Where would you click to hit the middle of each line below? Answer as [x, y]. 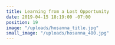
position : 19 [22, 22]
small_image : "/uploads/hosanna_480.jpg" [58, 33]
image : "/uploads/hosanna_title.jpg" [52, 28]
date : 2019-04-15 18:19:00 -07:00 [49, 17]
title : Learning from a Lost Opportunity [58, 11]
